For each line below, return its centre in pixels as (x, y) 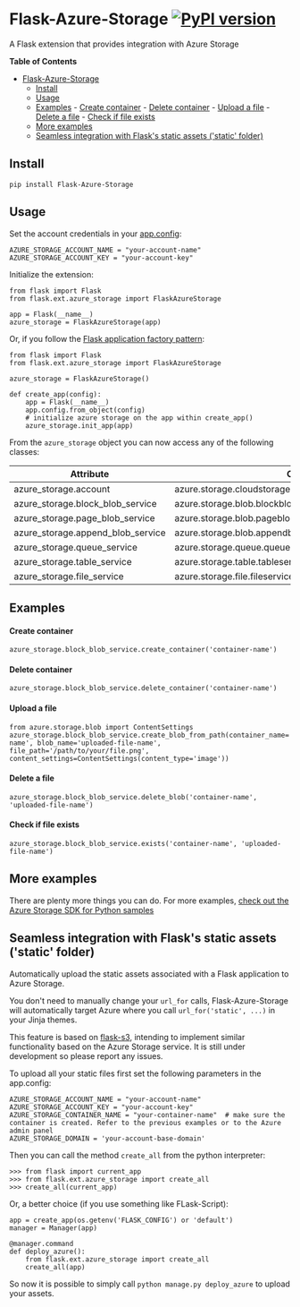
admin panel (31, 1131)
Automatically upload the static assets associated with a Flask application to (149, 974)
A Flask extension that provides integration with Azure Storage (124, 44)
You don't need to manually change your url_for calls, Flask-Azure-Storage (149, 1000)
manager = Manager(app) (54, 1228)
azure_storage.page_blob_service (84, 517)
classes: (25, 451)
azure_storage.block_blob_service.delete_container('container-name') (143, 688)
